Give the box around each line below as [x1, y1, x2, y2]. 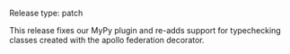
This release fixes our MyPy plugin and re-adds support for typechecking [9, 25, 281, 35]
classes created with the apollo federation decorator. [9, 35, 205, 45]
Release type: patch [9, 8, 83, 18]
